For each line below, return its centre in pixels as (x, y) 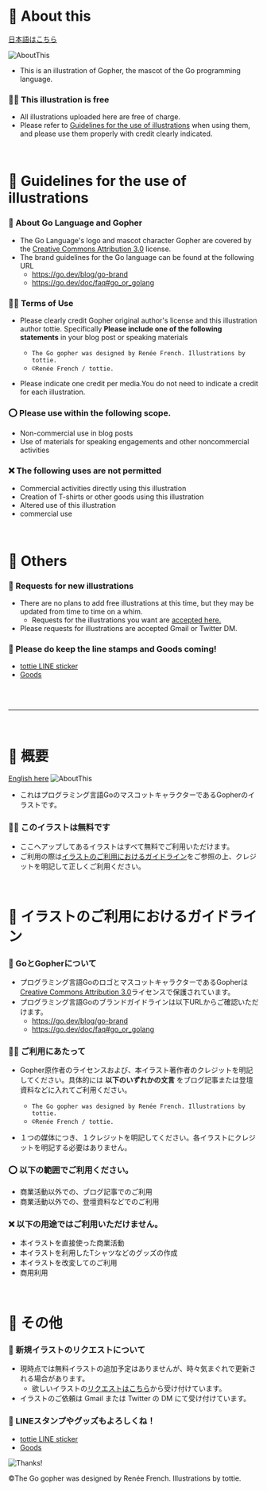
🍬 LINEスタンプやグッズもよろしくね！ (82, 1421)
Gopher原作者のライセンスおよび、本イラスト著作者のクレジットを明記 (136, 1070)
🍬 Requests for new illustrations (71, 586)
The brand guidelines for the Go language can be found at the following (137, 257)
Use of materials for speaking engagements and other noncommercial (134, 442)
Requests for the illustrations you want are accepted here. (126, 620)
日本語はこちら (33, 39)
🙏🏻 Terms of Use (41, 303)
